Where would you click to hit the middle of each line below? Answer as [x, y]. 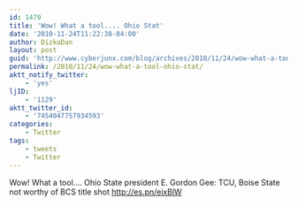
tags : [19, 141]
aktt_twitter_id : [41, 108]
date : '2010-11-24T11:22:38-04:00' [75, 34]
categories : [31, 125]
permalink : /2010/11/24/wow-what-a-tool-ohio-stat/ [106, 67]
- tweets [41, 149]
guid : [19, 58]
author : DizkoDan [41, 42]
